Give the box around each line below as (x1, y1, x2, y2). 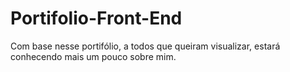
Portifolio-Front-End (10, 7, 183, 30)
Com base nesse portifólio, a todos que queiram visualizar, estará (10, 40, 281, 52)
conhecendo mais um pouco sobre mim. (10, 50, 177, 62)
